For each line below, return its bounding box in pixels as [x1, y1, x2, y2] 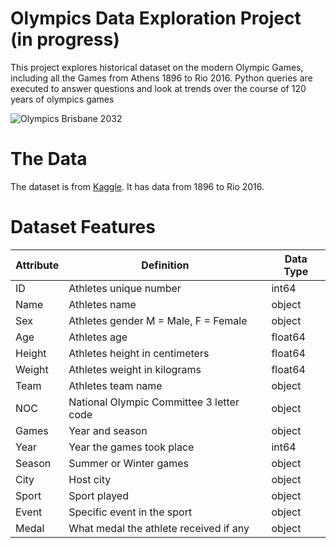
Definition [141, 258, 190, 272]
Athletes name [68, 297, 137, 311]
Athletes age [68, 330, 128, 344]
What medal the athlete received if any [68, 521, 250, 535]
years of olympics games [10, 93, 115, 105]
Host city [68, 472, 112, 486]
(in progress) [10, 28, 120, 51]
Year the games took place [68, 440, 195, 454]
